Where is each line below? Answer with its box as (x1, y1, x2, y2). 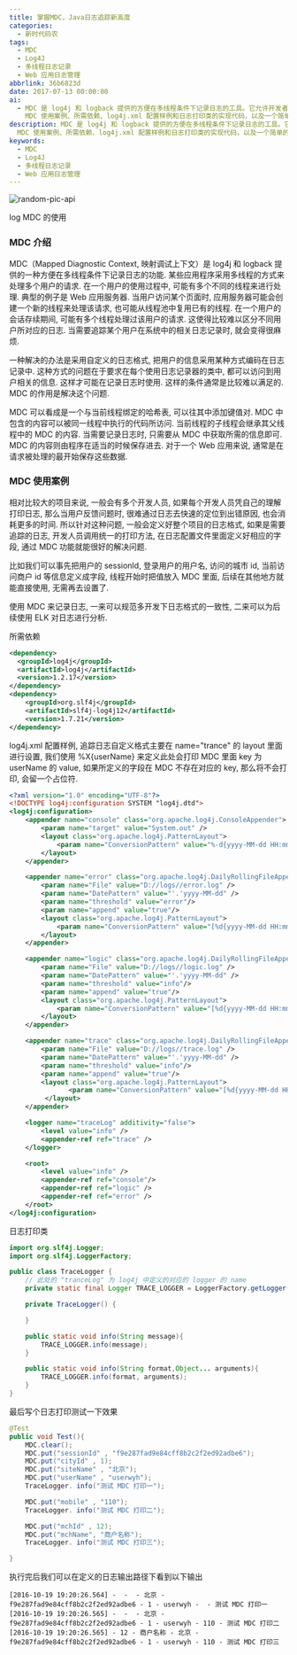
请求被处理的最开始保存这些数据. (9, 451, 128, 462)
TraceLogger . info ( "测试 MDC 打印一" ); (25, 1481, 165, 1491)
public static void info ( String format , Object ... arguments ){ (25, 1364, 259, 1373)
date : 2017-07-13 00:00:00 (9, 87, 109, 96)
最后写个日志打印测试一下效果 (9, 1406, 118, 1417)
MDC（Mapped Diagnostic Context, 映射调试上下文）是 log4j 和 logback (9, 258, 273, 268)
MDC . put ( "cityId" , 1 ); (25, 1457, 113, 1466)
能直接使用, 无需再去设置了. (9, 582, 110, 593)
